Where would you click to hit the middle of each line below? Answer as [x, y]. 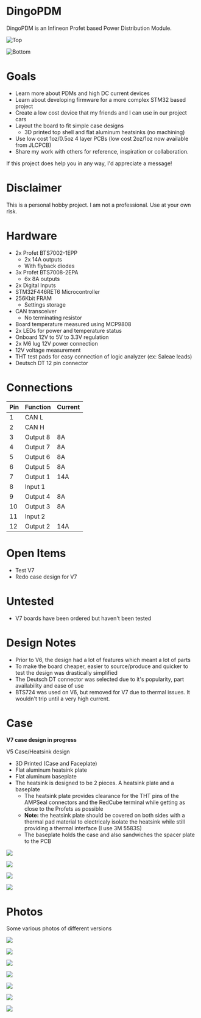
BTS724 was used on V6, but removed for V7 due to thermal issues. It [103, 692]
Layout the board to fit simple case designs [69, 126]
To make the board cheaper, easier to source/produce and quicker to [102, 666]
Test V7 [25, 570]
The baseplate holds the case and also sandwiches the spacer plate [109, 835]
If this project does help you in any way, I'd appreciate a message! [89, 163]
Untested [30, 601]
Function [38, 407]
